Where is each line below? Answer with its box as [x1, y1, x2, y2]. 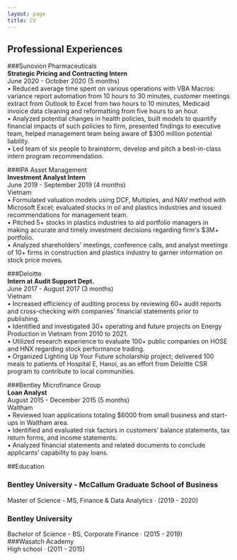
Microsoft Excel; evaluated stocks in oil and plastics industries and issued [7, 203, 221, 212]
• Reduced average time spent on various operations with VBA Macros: [7, 84, 216, 93]
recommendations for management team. [7, 211, 129, 219]
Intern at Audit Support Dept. [7, 277, 95, 286]
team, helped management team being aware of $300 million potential [7, 129, 212, 138]
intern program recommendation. [7, 152, 104, 161]
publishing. [7, 315, 40, 323]
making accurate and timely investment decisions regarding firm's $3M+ [7, 226, 219, 234]
